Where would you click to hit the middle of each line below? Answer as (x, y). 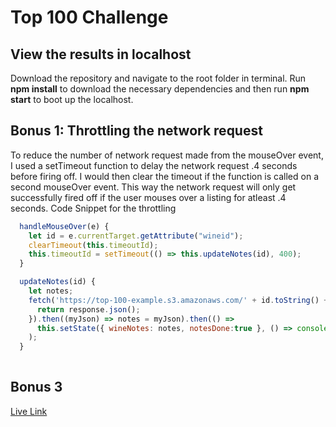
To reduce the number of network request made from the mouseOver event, (167, 155)
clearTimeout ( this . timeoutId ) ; (93, 245)
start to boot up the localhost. (72, 99)
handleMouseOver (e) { (64, 226)
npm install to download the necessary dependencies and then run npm (160, 89)
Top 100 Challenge (89, 17)
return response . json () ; (88, 309)
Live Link (29, 411)
